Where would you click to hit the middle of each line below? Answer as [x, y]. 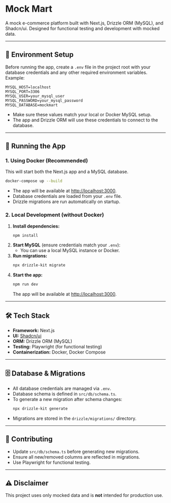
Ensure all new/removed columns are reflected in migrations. [76, 457]
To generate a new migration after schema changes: [67, 399]
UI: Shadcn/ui [27, 336]
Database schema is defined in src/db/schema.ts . [65, 394]
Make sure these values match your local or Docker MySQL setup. [82, 114]
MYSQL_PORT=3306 [22, 92]
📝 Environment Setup [39, 55]
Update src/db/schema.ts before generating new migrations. [76, 451]
